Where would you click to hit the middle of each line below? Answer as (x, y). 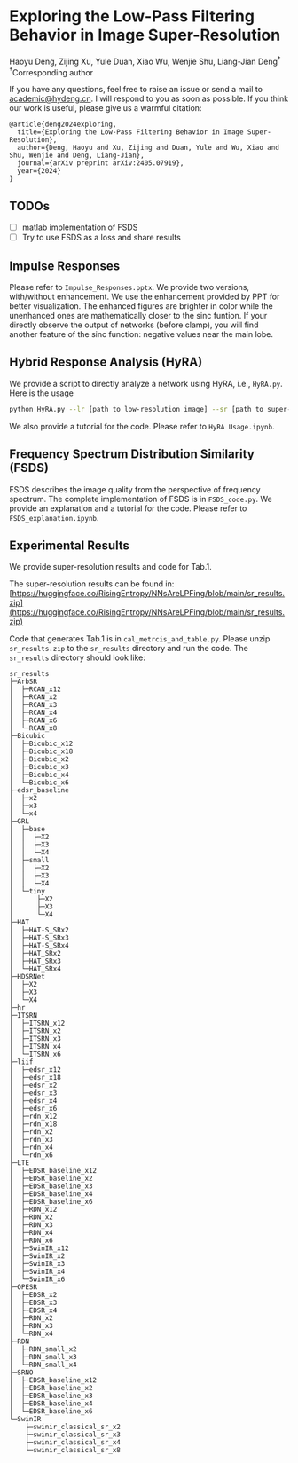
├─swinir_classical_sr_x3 (73, 1435)
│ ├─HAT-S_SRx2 (39, 930)
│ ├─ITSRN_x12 (37, 1023)
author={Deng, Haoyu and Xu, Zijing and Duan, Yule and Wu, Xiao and (148, 148)
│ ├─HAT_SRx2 (35, 954)
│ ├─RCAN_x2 (33, 697)
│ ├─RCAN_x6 (33, 720)
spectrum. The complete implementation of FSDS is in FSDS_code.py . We (141, 499)
